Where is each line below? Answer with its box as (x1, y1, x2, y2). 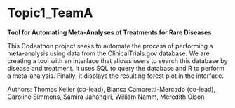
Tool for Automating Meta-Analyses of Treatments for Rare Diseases (7, 28, 212, 36)
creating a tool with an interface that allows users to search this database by (7, 56, 228, 65)
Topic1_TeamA (7, 5, 93, 21)
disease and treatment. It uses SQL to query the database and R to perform (7, 64, 224, 72)
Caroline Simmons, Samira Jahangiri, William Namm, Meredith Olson (7, 93, 205, 101)
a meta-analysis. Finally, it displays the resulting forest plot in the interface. (7, 72, 224, 80)
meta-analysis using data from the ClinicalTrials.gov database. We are (7, 49, 210, 58)
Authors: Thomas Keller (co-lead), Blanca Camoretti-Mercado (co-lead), (7, 85, 216, 93)
